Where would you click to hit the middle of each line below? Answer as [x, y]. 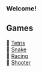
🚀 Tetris [16, 43]
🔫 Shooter [19, 62]
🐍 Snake [16, 49]
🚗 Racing [17, 56]
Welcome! [22, 9]
